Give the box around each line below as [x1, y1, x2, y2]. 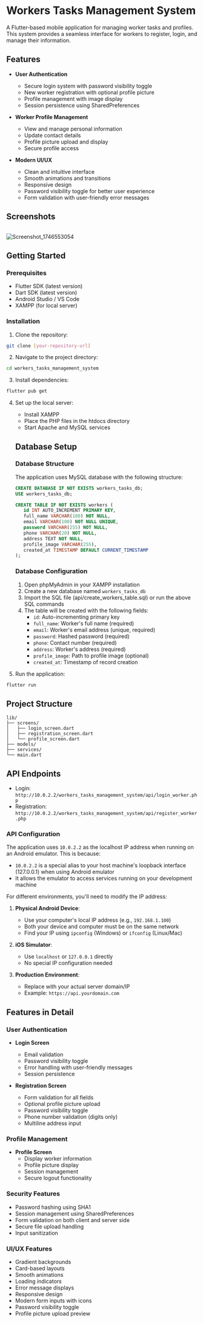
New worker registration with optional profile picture [24, 89, 155, 96]
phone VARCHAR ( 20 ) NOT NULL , [23, 530, 97, 536]
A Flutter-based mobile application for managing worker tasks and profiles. [6, 24, 194, 31]
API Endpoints [6, 768, 61, 778]
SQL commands [24, 600, 65, 608]
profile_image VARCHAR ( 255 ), [23, 541, 97, 548]
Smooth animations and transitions [24, 174, 111, 182]
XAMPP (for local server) [15, 302, 78, 309]
